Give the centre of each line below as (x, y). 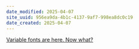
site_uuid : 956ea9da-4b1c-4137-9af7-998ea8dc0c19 (70, 17)
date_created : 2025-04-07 (39, 23)
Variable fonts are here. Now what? (50, 40)
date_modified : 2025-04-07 (40, 12)
